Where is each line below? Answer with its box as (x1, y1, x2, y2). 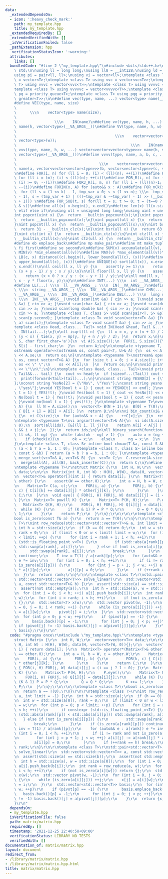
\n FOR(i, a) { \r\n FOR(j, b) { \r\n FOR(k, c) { (14, 656, 151, 661)
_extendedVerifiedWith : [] (9, 36, 66, 41)
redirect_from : (5, 852, 37, 857)
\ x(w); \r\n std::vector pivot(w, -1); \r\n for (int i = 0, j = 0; (14, 773, 162, 778)
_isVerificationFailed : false (9, 40, 72, 45)
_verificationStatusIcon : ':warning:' (9, 49, 91, 54)
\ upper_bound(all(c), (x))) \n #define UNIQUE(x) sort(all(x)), (14, 260, 149, 265)
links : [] (14, 59, 35, 64)
